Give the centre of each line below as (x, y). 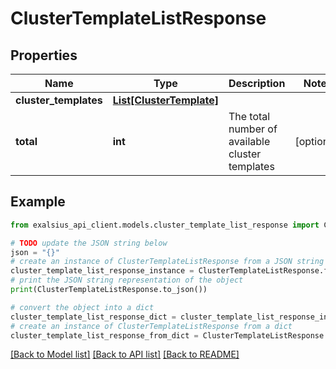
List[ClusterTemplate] (165, 100)
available (249, 141)
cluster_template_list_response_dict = (93, 317)
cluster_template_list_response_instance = (102, 271)
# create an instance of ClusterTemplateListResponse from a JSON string (167, 262)
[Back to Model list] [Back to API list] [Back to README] (125, 354)
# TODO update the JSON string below (89, 243)
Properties (44, 55)
